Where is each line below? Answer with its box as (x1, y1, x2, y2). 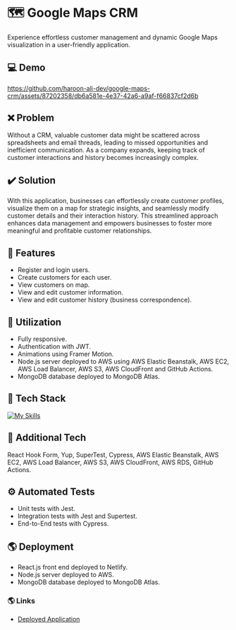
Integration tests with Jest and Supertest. (17, 512, 137, 521)
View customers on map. (17, 280, 90, 289)
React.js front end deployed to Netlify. (17, 563, 128, 572)
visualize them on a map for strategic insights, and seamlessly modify (7, 204, 210, 213)
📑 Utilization (7, 316, 62, 328)
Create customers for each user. (17, 273, 112, 282)
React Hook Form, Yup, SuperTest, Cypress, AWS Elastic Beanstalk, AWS (7, 450, 219, 459)
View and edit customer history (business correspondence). (17, 296, 192, 304)
